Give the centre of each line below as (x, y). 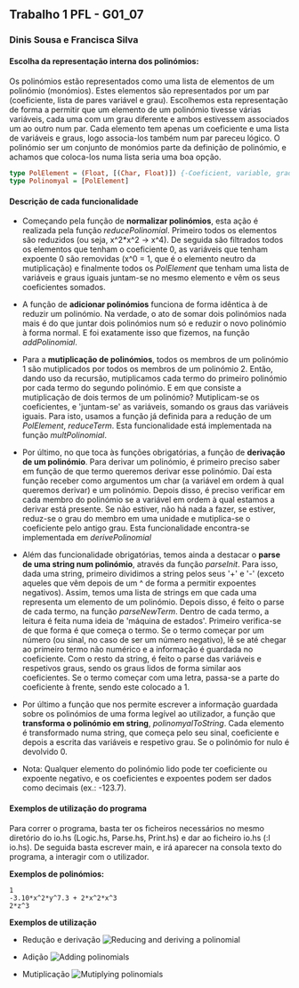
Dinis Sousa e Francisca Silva (74, 40)
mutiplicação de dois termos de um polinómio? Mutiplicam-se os (141, 397)
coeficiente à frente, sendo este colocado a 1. (105, 687)
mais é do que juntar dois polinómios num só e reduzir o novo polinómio (154, 323)
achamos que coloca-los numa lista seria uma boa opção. (115, 157)
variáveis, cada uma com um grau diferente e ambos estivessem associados (149, 118)
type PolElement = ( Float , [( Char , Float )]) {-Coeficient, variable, (141, 173)
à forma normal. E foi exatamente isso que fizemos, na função (136, 333)
